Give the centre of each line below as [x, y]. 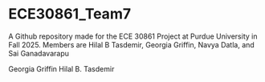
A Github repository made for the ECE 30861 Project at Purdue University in [133, 36]
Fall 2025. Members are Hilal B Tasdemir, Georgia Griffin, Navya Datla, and [131, 44]
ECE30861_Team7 [69, 14]
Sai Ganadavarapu [39, 53]
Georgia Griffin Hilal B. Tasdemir [61, 68]
